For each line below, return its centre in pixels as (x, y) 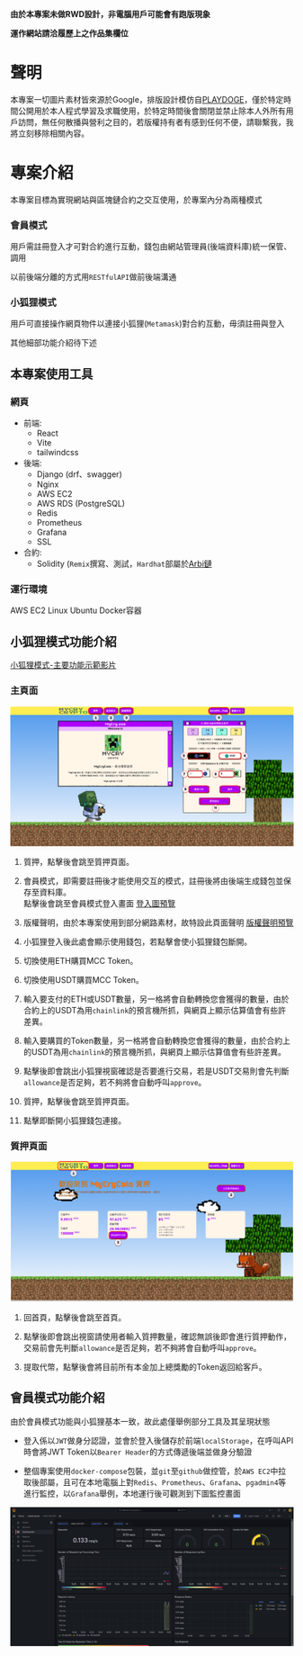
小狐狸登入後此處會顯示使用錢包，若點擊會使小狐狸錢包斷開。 (138, 941)
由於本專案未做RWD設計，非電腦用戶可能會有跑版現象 (110, 14)
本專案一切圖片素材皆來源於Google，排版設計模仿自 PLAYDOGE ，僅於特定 (147, 99)
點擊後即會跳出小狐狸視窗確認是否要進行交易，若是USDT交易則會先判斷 (156, 1071)
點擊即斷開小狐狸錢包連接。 (75, 1120)
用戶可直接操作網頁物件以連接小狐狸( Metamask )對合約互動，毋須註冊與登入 (147, 324)
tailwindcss (58, 453)
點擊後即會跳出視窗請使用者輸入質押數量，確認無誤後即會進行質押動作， (157, 1336)
